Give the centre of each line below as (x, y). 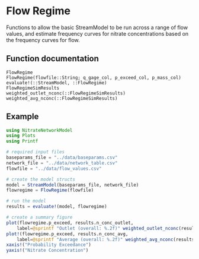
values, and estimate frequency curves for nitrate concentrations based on (97, 33)
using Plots (21, 136)
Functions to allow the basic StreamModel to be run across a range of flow (97, 27)
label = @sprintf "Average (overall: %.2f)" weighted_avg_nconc (95, 239)
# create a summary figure (39, 217)
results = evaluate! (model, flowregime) (57, 207)
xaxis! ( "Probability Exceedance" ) (49, 245)
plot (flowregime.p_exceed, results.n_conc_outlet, (70, 223)
